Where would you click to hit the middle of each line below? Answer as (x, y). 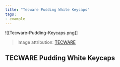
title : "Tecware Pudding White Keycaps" (48, 10)
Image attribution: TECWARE (46, 42)
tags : (11, 14)
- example (15, 19)
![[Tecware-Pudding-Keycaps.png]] (42, 33)
